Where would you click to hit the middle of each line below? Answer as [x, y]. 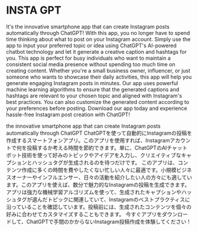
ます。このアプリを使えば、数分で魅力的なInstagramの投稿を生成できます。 [98, 184]
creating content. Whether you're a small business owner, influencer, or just [98, 70]
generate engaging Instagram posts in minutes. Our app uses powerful [92, 83]
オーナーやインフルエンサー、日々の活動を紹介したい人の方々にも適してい [102, 177]
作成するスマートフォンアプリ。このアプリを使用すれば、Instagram [88, 140]
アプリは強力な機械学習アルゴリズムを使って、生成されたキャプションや [94, 192]
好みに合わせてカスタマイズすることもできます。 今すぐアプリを [84, 214]
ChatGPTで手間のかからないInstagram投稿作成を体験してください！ [109, 222]
